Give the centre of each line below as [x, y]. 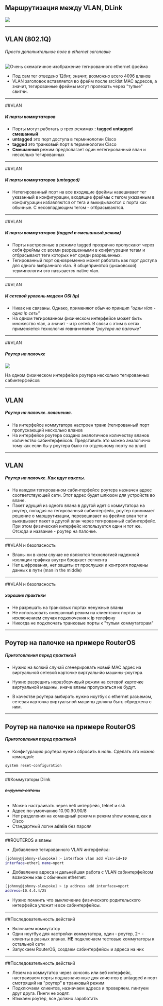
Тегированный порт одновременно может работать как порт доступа [84, 260]
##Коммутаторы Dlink [28, 779]
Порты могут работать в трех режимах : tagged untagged [72, 129]
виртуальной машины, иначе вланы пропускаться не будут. [74, 687]
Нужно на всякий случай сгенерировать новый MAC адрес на [77, 667]
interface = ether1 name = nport [34, 863]
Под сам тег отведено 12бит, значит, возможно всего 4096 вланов [81, 76]
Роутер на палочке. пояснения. [39, 413]
